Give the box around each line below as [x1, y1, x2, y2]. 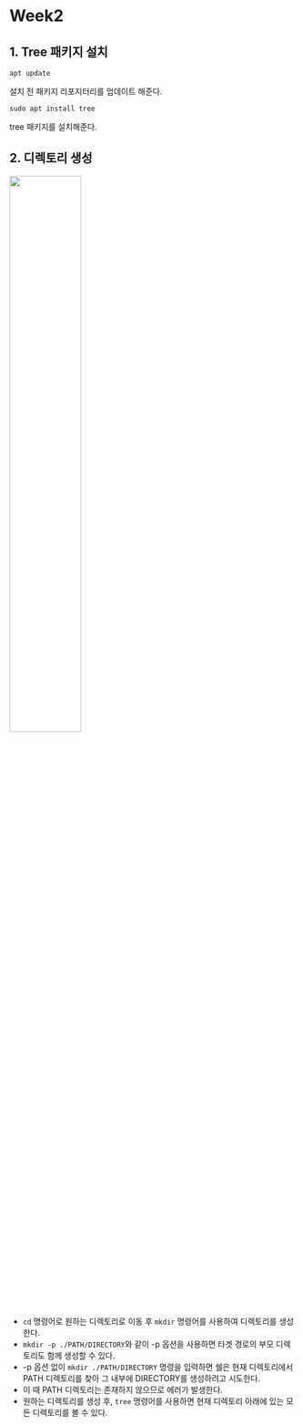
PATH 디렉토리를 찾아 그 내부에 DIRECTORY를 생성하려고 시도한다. [22, 1372, 261, 1383]
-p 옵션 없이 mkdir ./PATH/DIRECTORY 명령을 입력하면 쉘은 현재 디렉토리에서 [22, 1361, 294, 1372]
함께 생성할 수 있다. [46, 1349, 116, 1360]
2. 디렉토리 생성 [9, 151, 93, 166]
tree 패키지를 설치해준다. [9, 121, 97, 132]
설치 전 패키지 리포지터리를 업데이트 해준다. [9, 86, 163, 97]
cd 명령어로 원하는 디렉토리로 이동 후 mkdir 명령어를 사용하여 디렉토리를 [22, 1316, 278, 1327]
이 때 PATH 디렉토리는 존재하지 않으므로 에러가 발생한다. [22, 1384, 223, 1395]
